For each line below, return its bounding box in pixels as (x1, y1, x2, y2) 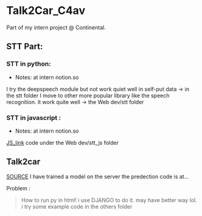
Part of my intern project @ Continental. (6, 24, 106, 31)
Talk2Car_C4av (6, 4, 86, 18)
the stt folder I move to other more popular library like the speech (6, 92, 170, 99)
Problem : (6, 184, 30, 192)
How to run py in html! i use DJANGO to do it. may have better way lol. (21, 196, 197, 204)
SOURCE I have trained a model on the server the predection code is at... (6, 173, 189, 180)
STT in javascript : (6, 113, 61, 122)
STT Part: (6, 41, 43, 52)
